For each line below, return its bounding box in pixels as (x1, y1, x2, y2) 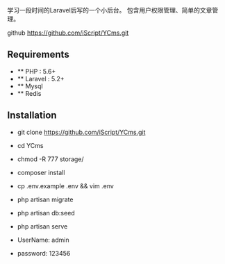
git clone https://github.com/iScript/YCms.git (17, 128, 146, 136)
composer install (17, 168, 65, 176)
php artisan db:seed (17, 208, 75, 217)
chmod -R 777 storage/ (17, 155, 85, 163)
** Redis (17, 89, 42, 97)
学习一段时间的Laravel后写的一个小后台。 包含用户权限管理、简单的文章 (7, 6, 212, 14)
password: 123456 (17, 249, 71, 257)
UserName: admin (17, 236, 69, 244)
